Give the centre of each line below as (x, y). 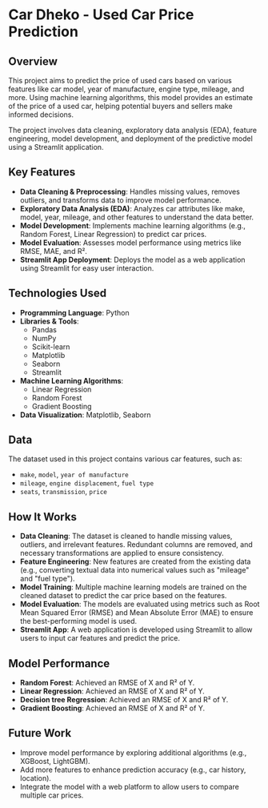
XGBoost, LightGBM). (55, 761)
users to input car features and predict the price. (100, 638)
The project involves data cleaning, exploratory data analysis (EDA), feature (133, 130)
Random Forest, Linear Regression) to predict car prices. (113, 234)
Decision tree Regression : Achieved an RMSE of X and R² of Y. (124, 700)
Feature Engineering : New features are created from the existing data (135, 561)
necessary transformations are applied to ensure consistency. (122, 553)
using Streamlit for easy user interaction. (87, 268)
